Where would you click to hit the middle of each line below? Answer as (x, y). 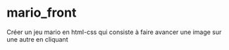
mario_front (42, 13)
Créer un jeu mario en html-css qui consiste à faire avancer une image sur (114, 32)
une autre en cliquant (37, 39)
